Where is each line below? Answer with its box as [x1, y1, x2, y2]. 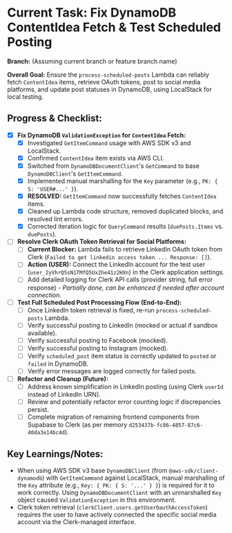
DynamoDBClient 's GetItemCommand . [27, 169, 123, 178]
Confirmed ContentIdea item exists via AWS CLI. [27, 153, 164, 162]
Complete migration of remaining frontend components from [27, 413, 200, 421]
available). [27, 328, 57, 337]
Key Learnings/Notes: [7, 448, 104, 460]
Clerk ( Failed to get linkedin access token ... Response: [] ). [27, 253, 212, 261]
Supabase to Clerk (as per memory [27, 420, 128, 429]
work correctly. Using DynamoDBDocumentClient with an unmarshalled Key [17, 489, 222, 496]
